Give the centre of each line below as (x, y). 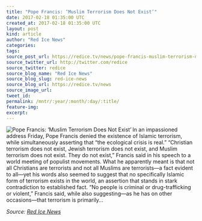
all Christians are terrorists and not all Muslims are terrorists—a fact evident (100, 168)
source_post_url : (28, 57)
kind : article (24, 34)
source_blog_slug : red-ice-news (47, 79)
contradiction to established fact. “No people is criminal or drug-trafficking (99, 187)
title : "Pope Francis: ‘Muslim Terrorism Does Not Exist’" (82, 12)
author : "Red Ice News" (36, 40)
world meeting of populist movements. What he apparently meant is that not (100, 162)
